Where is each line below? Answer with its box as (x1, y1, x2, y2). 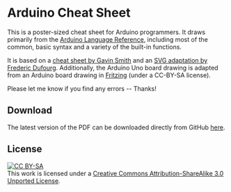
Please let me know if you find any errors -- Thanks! (7, 84, 157, 93)
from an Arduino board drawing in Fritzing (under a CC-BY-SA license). (7, 71, 211, 79)
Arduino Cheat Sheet (7, 5, 131, 21)
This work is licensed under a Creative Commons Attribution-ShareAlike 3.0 (7, 169, 224, 177)
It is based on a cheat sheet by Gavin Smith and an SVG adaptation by (7, 56, 208, 64)
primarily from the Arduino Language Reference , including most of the (7, 35, 209, 43)
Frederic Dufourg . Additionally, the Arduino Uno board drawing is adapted (7, 63, 218, 72)
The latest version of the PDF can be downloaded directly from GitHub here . (7, 123, 225, 131)
